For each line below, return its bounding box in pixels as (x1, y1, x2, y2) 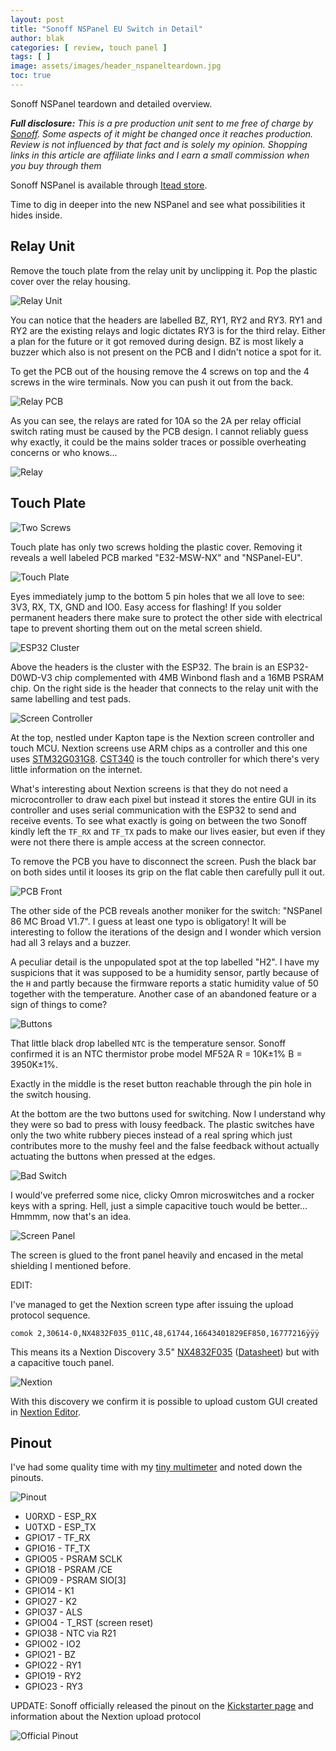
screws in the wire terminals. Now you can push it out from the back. (10, 376, 294, 388)
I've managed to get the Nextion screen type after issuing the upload (10, 1298, 294, 1310)
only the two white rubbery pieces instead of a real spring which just (10, 1129, 293, 1141)
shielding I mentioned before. (10, 1259, 132, 1271)
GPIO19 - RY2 (24, 1670, 82, 1682)
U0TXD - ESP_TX (24, 1521, 97, 1533)
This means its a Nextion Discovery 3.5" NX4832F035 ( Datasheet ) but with (10, 1346, 320, 1358)
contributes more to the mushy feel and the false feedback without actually (10, 1139, 320, 1151)
